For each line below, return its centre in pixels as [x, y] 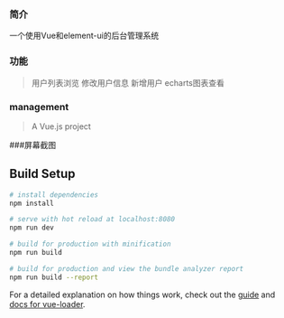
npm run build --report [54, 277]
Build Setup [42, 174]
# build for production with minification [90, 244]
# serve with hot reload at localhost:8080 [92, 220]
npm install [32, 203]
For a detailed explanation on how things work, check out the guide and [142, 295]
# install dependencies [54, 195]
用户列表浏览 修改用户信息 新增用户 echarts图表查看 [128, 82]
